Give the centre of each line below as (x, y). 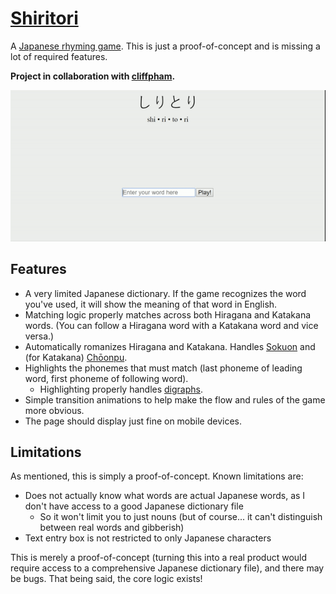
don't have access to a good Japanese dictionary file (134, 506)
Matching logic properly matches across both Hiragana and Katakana (168, 314)
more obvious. (54, 410)
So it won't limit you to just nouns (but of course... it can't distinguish (181, 517)
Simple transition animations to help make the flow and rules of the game (175, 399)
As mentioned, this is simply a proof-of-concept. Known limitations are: (157, 476)
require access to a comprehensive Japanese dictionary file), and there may (167, 568)
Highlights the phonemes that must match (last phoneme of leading (163, 368)
